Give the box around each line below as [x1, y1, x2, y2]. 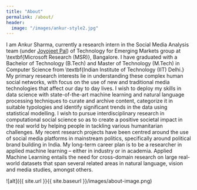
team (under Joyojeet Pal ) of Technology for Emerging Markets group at [6, 48, 181, 55]
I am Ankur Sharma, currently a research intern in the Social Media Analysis [6, 41, 189, 48]
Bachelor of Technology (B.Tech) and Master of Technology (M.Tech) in [6, 60, 180, 67]
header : [6, 19, 25, 25]
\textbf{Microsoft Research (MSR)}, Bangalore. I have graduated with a [6, 54, 178, 61]
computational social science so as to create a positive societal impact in [6, 116, 183, 124]
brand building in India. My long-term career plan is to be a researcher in [6, 141, 182, 148]
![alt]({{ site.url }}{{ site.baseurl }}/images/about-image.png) [6, 178, 152, 185]
